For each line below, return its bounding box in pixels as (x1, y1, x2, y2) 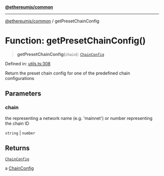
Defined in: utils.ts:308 (5, 60, 51, 66)
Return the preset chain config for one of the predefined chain (5, 70, 130, 76)
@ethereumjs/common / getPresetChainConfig (5, 18, 100, 24)
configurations (5, 75, 35, 81)
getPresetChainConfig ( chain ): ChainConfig (17, 51, 104, 57)
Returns (5, 144, 30, 153)
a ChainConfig (5, 165, 34, 171)
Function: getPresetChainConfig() (5, 35, 146, 46)
